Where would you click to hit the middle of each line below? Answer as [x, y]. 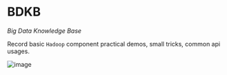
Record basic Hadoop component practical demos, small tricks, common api [114, 44]
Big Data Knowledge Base [44, 31]
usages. [18, 51]
